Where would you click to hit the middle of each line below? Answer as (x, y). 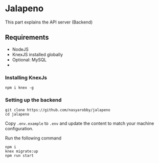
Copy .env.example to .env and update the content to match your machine (79, 123)
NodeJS (20, 49)
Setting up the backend (34, 100)
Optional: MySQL (29, 60)
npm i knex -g (20, 88)
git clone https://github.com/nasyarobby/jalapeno (58, 110)
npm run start (20, 156)
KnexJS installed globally (37, 54)
